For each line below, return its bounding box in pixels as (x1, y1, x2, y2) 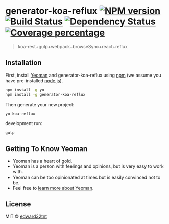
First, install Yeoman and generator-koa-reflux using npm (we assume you (5, 72, 162, 78)
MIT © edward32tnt (5, 213, 47, 219)
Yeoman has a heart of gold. (12, 158, 73, 164)
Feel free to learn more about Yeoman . (12, 185, 94, 191)
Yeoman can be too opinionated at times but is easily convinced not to (12, 174, 161, 181)
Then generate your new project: (5, 101, 75, 107)
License (5, 200, 31, 209)
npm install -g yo (5, 87, 44, 92)
